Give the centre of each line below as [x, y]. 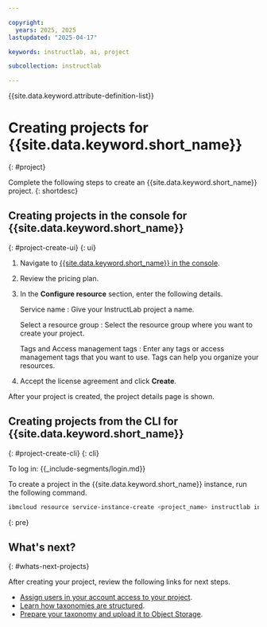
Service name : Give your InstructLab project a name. [107, 309]
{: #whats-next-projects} [49, 566]
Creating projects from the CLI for [93, 422]
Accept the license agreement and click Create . [98, 381]
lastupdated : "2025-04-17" [53, 37]
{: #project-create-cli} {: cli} [54, 453]
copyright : [26, 22]
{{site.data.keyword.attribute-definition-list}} [81, 96]
